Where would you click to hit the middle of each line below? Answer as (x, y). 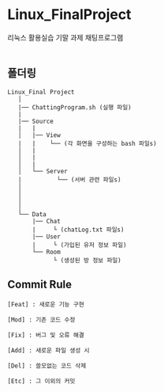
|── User (46, 236)
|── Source (36, 121)
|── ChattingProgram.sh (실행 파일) (75, 107)
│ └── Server (43, 171)
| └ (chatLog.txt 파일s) (78, 230)
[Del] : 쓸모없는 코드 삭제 (47, 366)
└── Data (32, 214)
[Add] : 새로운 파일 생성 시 (48, 350)
